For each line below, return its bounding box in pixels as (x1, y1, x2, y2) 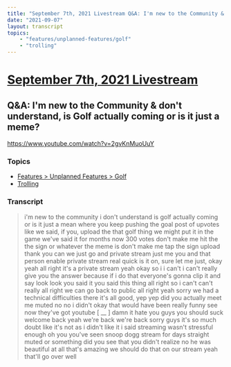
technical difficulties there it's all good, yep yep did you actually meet (24, 293, 222, 301)
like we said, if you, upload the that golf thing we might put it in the (24, 227, 214, 236)
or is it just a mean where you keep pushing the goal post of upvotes (24, 220, 220, 228)
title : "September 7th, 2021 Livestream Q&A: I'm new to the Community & (7, 10, 225, 17)
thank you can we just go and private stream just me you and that (24, 250, 211, 258)
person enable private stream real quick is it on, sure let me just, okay (24, 256, 223, 265)
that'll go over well (24, 352, 77, 360)
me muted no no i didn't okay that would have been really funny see (24, 301, 218, 309)
